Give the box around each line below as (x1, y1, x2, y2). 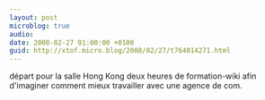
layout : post (9, 12, 58, 22)
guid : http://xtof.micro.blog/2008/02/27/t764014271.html (9, 46, 231, 55)
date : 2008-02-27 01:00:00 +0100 (9, 37, 135, 47)
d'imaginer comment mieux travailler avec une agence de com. (9, 80, 243, 91)
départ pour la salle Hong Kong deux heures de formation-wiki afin (9, 71, 257, 81)
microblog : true (9, 21, 70, 30)
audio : (9, 29, 34, 38)
